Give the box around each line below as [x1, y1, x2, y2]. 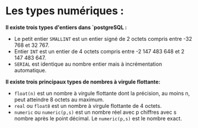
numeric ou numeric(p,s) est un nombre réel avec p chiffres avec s [14, 108, 177, 116]
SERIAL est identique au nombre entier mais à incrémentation [14, 60, 162, 68]
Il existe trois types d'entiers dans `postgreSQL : [5, 24, 127, 31]
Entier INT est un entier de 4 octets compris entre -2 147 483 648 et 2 [14, 47, 185, 55]
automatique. [14, 66, 47, 73]
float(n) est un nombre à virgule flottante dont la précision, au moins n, [14, 89, 190, 97]
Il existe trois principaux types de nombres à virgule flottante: [5, 78, 161, 85]
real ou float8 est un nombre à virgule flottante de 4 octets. [14, 102, 162, 109]
